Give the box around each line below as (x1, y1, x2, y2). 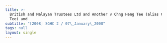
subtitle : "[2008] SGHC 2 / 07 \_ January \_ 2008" (5, 21, 106, 26)
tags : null (5, 26, 28, 31)
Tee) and (9, 16, 28, 21)
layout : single (5, 30, 37, 35)
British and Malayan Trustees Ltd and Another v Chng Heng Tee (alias (9, 12, 159, 17)
